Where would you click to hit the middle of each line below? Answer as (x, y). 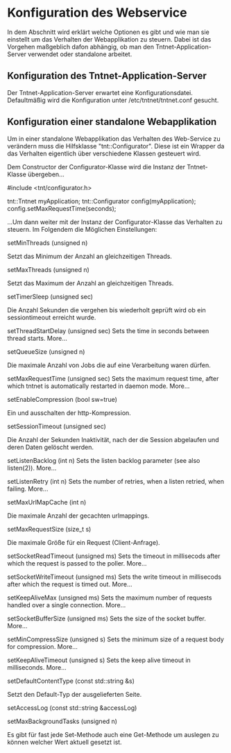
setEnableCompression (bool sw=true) (62, 399)
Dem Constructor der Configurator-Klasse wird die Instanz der (96, 167)
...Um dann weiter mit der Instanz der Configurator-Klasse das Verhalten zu (115, 222)
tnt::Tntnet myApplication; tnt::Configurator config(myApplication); (102, 201)
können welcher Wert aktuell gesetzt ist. (65, 742)
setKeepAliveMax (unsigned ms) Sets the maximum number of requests (110, 598)
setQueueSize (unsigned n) (46, 351)
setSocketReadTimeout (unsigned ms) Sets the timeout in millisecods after (114, 556)
